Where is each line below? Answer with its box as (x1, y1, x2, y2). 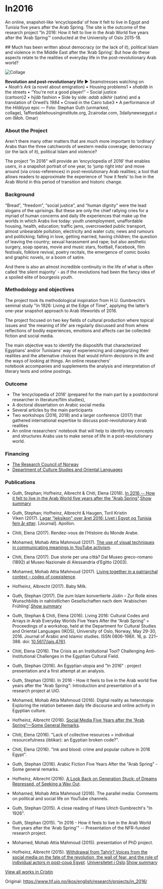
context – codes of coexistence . (12, 574, 76, 580)
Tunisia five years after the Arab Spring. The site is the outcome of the (5, 24, 146, 30)
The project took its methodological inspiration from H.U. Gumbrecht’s (5, 297, 145, 303)
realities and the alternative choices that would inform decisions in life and (5, 352, 154, 358)
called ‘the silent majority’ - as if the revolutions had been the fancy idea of (5, 269, 155, 275)
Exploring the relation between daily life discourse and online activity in (12, 702, 155, 708)
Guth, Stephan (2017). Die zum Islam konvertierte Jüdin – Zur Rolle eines (12, 592, 157, 599)
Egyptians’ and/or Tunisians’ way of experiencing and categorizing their (5, 347, 149, 353)
